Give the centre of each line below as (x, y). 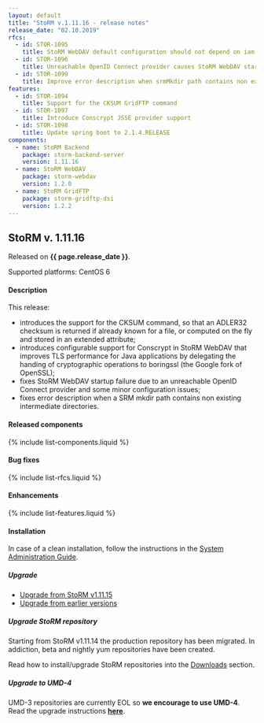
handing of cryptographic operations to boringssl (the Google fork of (131, 365)
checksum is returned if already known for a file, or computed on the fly (136, 331)
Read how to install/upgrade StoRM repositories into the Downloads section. (132, 665)
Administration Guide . (43, 557)
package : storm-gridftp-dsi (68, 198)
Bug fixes (24, 460)
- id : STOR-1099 (42, 74)
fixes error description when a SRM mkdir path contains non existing (130, 398)
